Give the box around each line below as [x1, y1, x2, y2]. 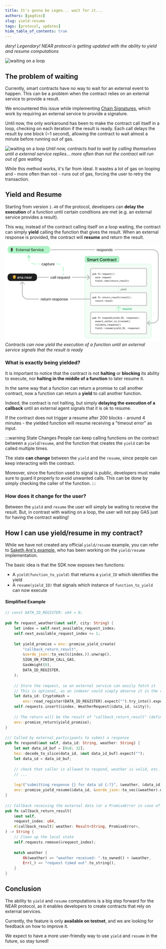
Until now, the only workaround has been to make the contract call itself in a [5, 120, 160, 126]
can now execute [12, 587, 48, 593]
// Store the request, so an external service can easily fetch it [14, 683, 156, 688]
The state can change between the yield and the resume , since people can [5, 455, 158, 461]
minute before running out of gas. [5, 136, 74, 142]
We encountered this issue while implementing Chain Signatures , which [5, 105, 151, 111]
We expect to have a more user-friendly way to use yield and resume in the [5, 933, 158, 939]
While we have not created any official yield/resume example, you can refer [5, 542, 159, 548]
